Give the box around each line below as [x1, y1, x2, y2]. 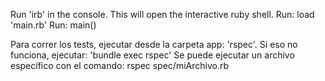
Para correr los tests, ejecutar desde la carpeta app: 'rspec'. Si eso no [10, 39, 298, 50]
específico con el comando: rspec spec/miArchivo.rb [10, 60, 229, 71]
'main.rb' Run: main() [10, 19, 97, 31]
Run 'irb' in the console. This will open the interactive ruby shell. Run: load [10, 9, 315, 20]
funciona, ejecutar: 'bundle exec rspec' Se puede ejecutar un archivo [10, 49, 295, 61]
